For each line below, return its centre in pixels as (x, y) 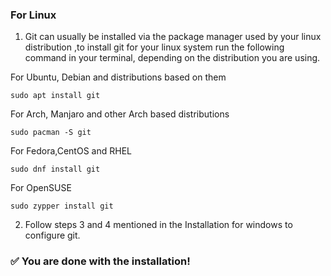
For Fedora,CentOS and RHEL (71, 151)
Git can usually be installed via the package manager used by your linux (173, 37)
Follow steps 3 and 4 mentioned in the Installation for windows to (158, 225)
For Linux (33, 15)
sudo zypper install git (62, 206)
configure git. (52, 235)
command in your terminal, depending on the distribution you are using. (172, 58)
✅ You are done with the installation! (100, 261)
